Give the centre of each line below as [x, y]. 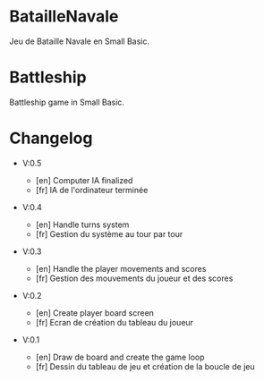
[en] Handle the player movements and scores [121, 268]
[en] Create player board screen [95, 313]
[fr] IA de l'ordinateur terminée [92, 190]
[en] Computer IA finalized [84, 180]
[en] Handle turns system [82, 224]
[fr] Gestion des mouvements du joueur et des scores [134, 278]
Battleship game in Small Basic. [67, 102]
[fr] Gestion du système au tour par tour [109, 233]
